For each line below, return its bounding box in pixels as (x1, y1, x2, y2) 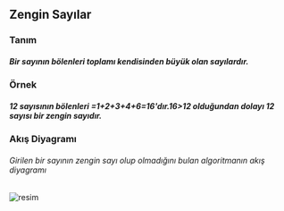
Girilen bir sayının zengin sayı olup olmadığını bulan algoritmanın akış (9, 155, 265, 165)
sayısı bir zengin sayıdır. (9, 110, 103, 121)
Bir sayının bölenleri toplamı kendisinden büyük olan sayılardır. (9, 55, 249, 66)
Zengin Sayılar (9, 7, 92, 22)
